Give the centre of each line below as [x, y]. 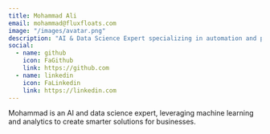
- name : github [41, 53]
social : [21, 46]
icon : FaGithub [48, 61]
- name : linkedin [45, 75]
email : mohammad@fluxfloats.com [62, 23]
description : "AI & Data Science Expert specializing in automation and [133, 38]
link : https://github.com [66, 68]
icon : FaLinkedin [52, 83]
